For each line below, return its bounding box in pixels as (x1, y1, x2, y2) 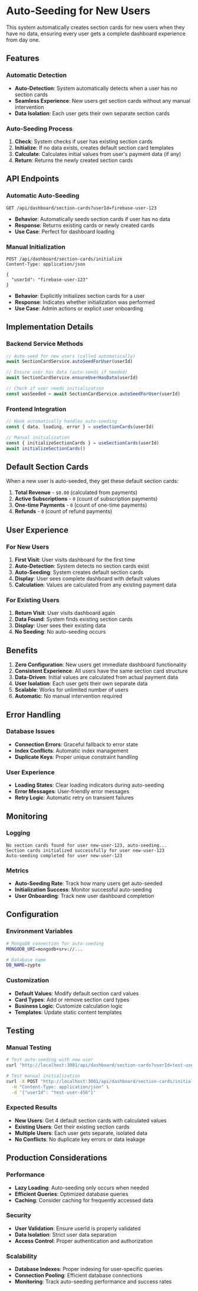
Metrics (6, 866, 29, 874)
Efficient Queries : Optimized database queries (14, 1190, 128, 1198)
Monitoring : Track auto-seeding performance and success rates (14, 1278, 172, 1285)
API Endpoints (6, 174, 60, 184)
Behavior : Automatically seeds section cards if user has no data (14, 215, 171, 222)
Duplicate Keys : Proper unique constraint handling (14, 753, 138, 760)
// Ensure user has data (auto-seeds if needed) (6, 369, 128, 375)
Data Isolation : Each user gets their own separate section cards (14, 109, 170, 116)
